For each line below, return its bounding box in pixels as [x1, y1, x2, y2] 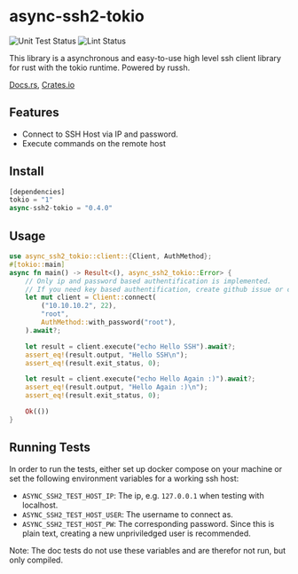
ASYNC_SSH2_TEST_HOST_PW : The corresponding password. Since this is [21, 518, 275, 529]
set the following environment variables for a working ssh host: [9, 473, 239, 484]
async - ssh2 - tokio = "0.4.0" [9, 204, 114, 213]
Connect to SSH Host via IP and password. [21, 129, 179, 139]
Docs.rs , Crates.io [9, 79, 75, 90]
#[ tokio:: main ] [9, 260, 66, 269]
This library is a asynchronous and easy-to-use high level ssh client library [9, 52, 282, 63]
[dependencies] [9, 187, 66, 196]
